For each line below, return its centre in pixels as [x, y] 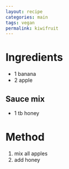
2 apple [23, 80]
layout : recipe [24, 12]
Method [25, 137]
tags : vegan [20, 23]
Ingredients [34, 58]
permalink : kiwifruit [32, 28]
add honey [27, 160]
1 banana [25, 74]
